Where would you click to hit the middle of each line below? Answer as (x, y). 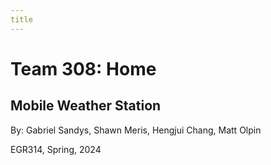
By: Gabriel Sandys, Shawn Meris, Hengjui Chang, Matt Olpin (136, 130)
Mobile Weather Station (86, 106)
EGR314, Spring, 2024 (56, 149)
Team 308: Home (83, 68)
